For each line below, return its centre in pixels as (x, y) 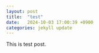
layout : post (22, 11)
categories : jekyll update (39, 28)
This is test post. (26, 44)
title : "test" (25, 17)
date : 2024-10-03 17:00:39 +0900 (50, 22)
